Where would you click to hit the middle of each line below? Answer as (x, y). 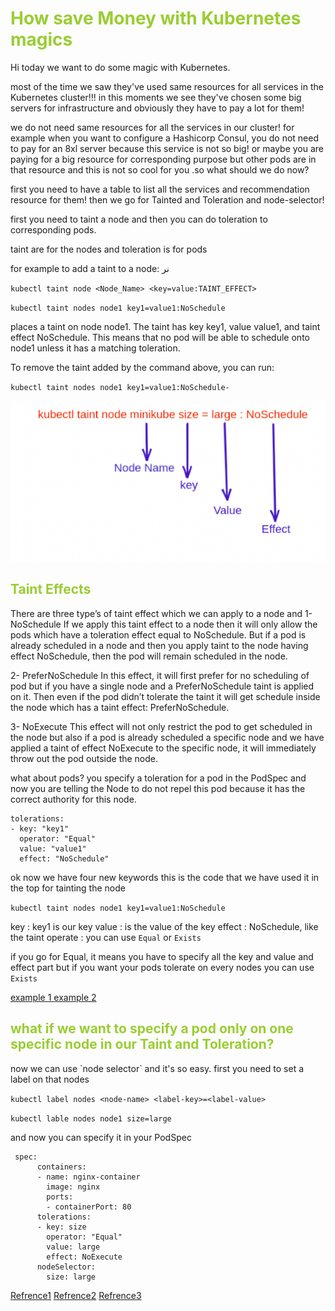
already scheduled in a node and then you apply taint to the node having (159, 645)
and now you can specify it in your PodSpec (101, 1137)
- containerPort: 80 (89, 1207)
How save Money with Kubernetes (156, 18)
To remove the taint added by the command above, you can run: (142, 367)
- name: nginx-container (88, 1177)
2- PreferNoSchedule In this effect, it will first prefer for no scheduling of (160, 675)
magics (41, 39)
